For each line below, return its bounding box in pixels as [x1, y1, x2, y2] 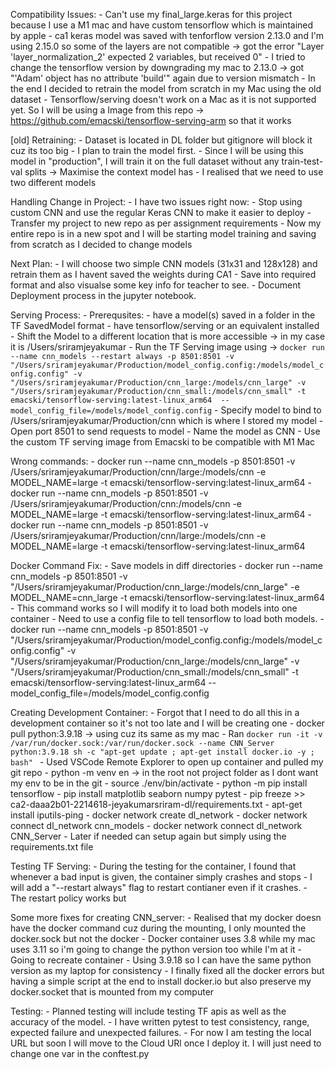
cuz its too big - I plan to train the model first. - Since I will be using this [10, 145, 304, 156]
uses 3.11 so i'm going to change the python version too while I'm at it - [10, 944, 303, 955]
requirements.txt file [10, 841, 94, 853]
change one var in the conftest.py [10, 1048, 150, 1059]
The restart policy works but [10, 892, 127, 904]
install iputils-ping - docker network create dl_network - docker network [10, 809, 308, 821]
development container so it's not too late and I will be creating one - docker [10, 717, 325, 729]
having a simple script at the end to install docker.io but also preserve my [10, 975, 312, 987]
